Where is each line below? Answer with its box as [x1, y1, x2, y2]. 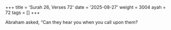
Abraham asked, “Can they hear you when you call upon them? [5, 19, 138, 25]
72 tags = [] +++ [5, 9, 40, 15]
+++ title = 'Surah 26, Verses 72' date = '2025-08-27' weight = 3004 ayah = [5, 4, 166, 10]
